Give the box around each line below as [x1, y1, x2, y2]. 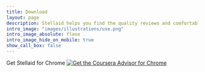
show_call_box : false [6, 43, 62, 49]
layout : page [6, 15, 40, 21]
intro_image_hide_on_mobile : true [6, 37, 95, 43]
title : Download [6, 8, 48, 15]
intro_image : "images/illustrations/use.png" [6, 25, 124, 32]
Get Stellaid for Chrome [6, 59, 65, 67]
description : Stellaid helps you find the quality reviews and [6, 20, 171, 26]
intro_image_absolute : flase [6, 31, 81, 38]
